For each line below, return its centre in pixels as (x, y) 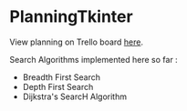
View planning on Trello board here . (77, 42)
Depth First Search (58, 86)
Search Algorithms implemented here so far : (93, 59)
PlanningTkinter (72, 17)
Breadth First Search (62, 77)
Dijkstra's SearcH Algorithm (75, 96)
